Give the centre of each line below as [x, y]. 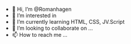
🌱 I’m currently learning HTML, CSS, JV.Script [68, 22]
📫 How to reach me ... [39, 35]
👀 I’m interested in [34, 15]
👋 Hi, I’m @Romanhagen [42, 9]
